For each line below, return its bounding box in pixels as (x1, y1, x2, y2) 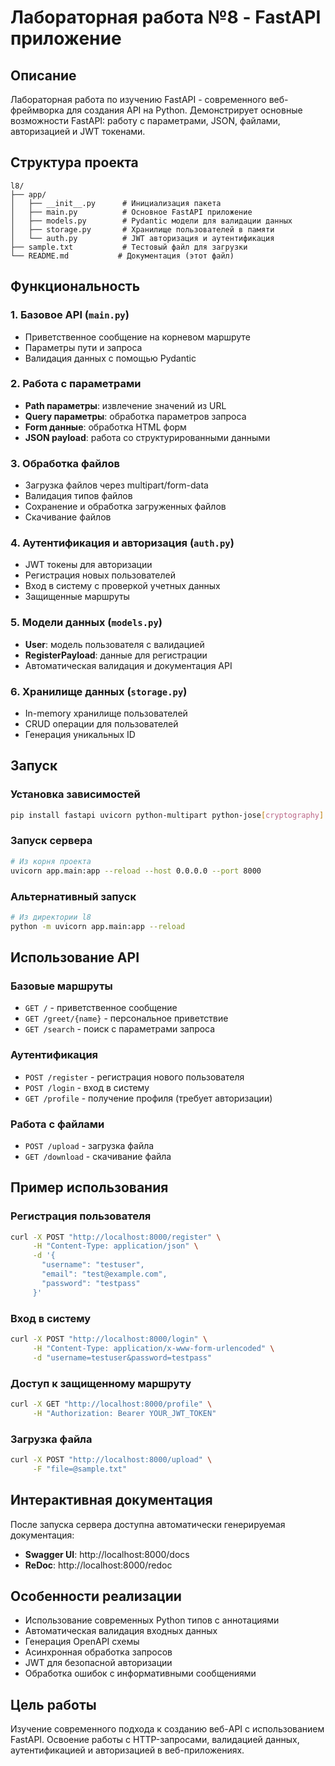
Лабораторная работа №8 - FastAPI (10, 6, 322, 29)
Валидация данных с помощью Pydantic (24, 352, 197, 364)
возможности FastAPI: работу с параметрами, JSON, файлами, (10, 115, 281, 126)
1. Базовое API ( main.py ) (10, 308, 130, 322)
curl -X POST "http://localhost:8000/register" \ (10, 1232, 222, 1242)
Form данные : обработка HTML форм (24, 421, 187, 433)
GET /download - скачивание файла (24, 1150, 172, 1162)
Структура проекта (10, 154, 139, 171)
